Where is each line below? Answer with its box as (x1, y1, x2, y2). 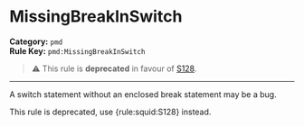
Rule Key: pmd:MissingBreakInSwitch (9, 45, 146, 56)
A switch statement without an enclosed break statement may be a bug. (9, 88, 278, 100)
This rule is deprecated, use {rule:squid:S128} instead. (9, 106, 212, 117)
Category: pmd (9, 36, 63, 47)
